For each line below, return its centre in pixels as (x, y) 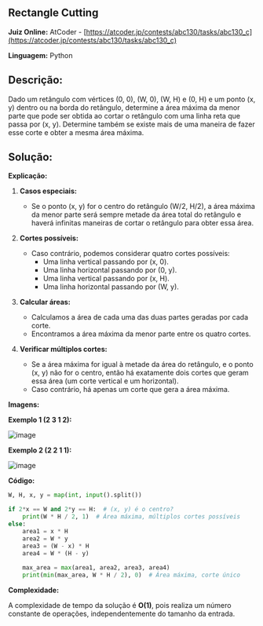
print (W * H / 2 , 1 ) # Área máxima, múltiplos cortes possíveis (131, 517)
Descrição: (35, 81)
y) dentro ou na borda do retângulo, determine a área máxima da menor (124, 107)
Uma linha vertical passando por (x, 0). (106, 262)
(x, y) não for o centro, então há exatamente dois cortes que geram (140, 373)
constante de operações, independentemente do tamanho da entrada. (122, 614)
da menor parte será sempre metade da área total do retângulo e (136, 214)
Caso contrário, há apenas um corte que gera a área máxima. (130, 390)
